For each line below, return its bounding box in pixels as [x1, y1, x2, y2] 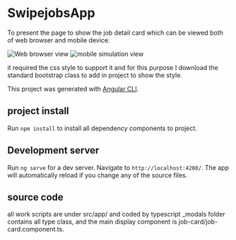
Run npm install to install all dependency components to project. [7, 124, 198, 132]
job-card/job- [178, 217, 218, 226]
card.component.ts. [7, 225, 65, 234]
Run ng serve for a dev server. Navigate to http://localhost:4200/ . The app [7, 163, 230, 171]
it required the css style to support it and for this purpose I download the [7, 63, 219, 72]
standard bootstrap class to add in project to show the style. [7, 71, 182, 79]
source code [7, 191, 64, 203]
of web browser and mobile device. [7, 35, 111, 44]
